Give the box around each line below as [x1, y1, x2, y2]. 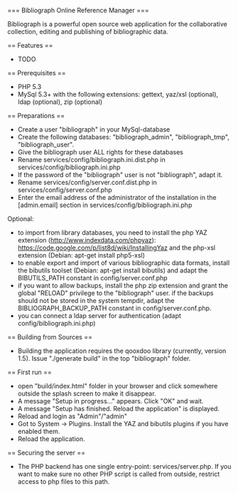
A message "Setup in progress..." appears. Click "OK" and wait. [17, 397, 204, 405]
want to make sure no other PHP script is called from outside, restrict [17, 470, 220, 478]
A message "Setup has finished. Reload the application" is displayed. [17, 405, 220, 413]
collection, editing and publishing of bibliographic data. [7, 28, 168, 36]
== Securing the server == [7, 448, 85, 457]
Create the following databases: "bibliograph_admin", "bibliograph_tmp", [17, 133, 229, 141]
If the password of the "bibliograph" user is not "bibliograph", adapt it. [17, 171, 223, 179]
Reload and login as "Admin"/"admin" [17, 412, 128, 420]
